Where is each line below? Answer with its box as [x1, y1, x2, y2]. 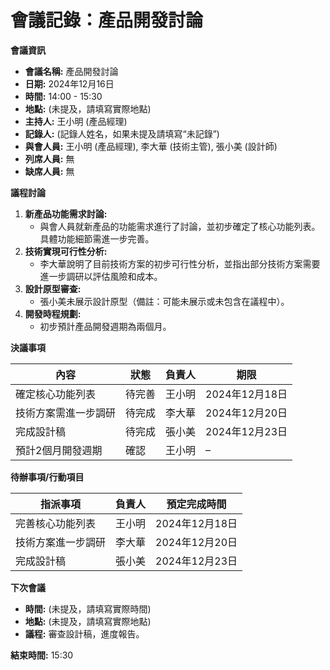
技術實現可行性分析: [24, 245, 108, 257]
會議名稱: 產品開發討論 [24, 65, 119, 77]
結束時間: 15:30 [10, 649, 74, 661]
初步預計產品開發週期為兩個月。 [39, 320, 172, 332]
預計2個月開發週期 [15, 443, 103, 457]
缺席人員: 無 [24, 165, 75, 177]
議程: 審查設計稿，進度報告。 [24, 627, 145, 640]
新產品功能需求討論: [24, 207, 108, 220]
